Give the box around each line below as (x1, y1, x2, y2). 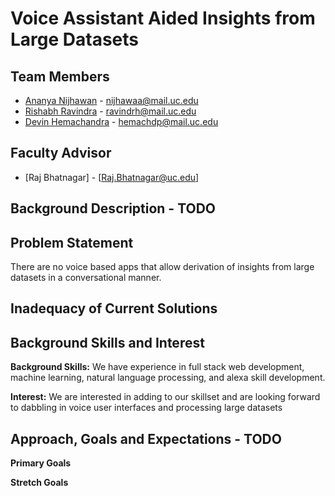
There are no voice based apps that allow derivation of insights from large (10, 261, 315, 273)
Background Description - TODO (10, 200, 217, 217)
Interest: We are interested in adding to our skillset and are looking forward (10, 391, 321, 403)
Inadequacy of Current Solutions (10, 300, 218, 317)
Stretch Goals (10, 477, 69, 489)
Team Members (10, 68, 110, 85)
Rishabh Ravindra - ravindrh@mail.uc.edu (24, 105, 197, 117)
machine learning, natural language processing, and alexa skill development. (10, 372, 326, 384)
